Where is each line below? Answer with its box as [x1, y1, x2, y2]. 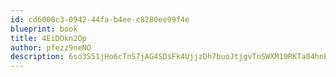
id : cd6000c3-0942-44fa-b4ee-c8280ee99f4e [10, 14, 190, 25]
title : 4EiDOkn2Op [10, 33, 87, 43]
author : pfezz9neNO [10, 42, 92, 53]
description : [10, 52, 65, 62]
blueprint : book [10, 24, 78, 34]
